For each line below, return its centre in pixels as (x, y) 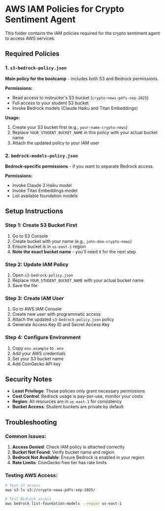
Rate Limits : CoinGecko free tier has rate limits (59, 463)
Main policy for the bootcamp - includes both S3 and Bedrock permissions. (82, 78)
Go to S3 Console (30, 236)
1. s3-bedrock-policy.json (36, 68)
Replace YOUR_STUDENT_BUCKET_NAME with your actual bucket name (78, 280)
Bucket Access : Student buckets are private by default (68, 407)
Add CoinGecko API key (36, 364)
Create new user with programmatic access (56, 314)
